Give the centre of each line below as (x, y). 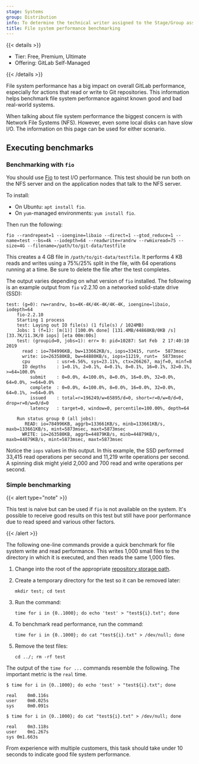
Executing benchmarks (50, 148)
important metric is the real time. (46, 674)
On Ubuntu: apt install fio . (50, 207)
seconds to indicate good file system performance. (68, 755)
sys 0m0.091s (28, 706)
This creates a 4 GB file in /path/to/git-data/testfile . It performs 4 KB (94, 256)
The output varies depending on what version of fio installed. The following (99, 281)
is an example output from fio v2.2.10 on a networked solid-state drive (92, 287)
